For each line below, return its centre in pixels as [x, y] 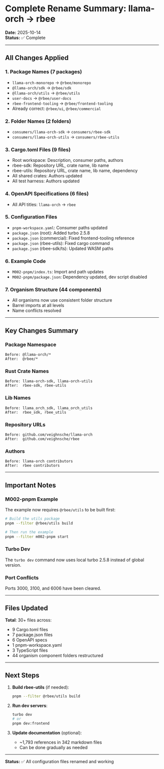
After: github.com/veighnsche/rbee [42, 439]
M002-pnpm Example [32, 499]
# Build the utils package [32, 519]
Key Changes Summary [42, 330]
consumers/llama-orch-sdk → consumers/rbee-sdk [61, 132]
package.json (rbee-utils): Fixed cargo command [61, 243]
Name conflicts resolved [37, 310]
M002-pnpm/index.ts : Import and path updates [58, 272]
